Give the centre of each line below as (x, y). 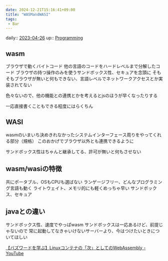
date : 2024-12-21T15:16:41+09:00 (40, 10)
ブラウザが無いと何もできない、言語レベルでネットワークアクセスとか (86, 79)
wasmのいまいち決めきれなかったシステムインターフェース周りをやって (79, 135)
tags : (11, 19)
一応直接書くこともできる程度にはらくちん (49, 106)
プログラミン (149, 182)
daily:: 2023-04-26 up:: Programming (44, 38)
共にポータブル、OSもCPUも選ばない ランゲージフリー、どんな (71, 182)
